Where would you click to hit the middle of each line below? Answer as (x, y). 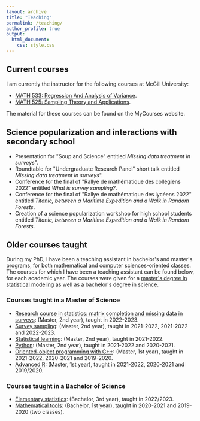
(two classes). (47, 411)
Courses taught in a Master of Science (63, 300)
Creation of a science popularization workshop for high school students (103, 213)
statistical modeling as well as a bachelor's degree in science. (83, 284)
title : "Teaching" (29, 17)
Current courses (37, 69)
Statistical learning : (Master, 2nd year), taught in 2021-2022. (89, 338)
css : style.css (36, 46)
